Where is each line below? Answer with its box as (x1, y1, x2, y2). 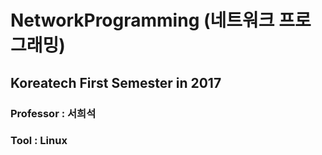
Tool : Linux (10, 134, 68, 148)
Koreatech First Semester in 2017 (10, 74, 222, 91)
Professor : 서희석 (10, 106, 97, 120)
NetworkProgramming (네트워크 (10, 9, 275, 32)
